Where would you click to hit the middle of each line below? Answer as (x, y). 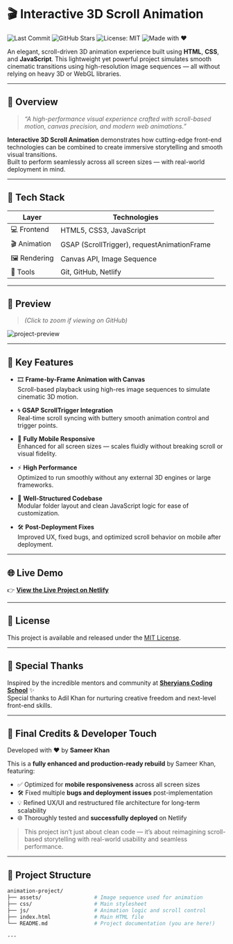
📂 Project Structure (49, 875)
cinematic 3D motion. (48, 397)
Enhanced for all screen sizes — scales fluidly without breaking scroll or (120, 447)
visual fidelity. (37, 454)
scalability (32, 811)
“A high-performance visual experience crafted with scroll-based (118, 119)
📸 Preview (29, 304)
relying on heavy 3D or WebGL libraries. (64, 74)
